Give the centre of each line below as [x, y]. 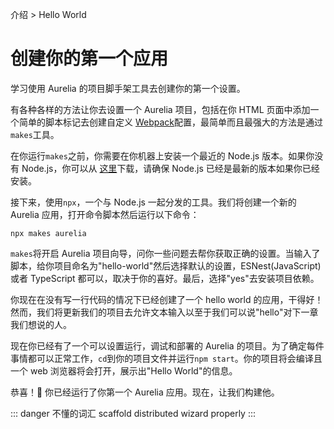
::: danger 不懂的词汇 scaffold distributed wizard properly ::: [133, 413]
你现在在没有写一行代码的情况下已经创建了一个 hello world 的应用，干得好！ [167, 299]
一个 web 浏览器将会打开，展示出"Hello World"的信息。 [124, 370]
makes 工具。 [35, 134]
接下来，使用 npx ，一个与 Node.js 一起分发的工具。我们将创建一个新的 [153, 202]
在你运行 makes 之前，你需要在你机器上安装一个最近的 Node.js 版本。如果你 [162, 155]
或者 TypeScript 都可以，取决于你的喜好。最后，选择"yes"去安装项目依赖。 [165, 278]
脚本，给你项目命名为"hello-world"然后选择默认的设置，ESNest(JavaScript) [166, 265]
